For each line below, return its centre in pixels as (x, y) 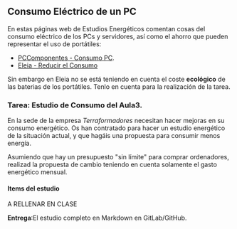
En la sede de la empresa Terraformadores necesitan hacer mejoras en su (116, 121)
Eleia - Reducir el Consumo (58, 65)
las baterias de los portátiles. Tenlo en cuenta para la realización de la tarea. (119, 86)
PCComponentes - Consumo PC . (66, 58)
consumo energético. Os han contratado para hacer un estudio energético (116, 128)
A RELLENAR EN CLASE (42, 204)
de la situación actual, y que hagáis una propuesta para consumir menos (114, 136)
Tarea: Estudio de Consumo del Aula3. (75, 105)
